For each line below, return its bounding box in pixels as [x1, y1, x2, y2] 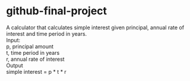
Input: [6, 36, 21, 43]
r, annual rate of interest [6, 55, 65, 63]
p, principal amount [6, 43, 54, 50]
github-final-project [6, 4, 107, 18]
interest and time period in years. [6, 30, 87, 37]
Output [6, 61, 23, 69]
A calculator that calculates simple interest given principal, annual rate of [6, 24, 185, 31]
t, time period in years [6, 49, 60, 56]
